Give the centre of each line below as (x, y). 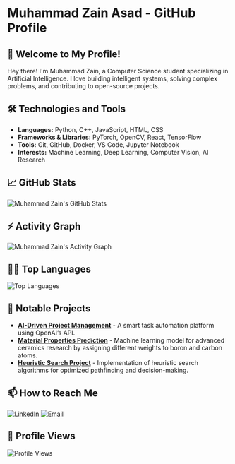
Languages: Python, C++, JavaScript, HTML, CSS (90, 129)
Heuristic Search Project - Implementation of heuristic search (108, 363)
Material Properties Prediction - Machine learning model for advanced (121, 340)
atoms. (28, 355)
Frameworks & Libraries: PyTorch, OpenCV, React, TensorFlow (109, 137)
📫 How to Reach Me (53, 393)
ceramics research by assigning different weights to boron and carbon (120, 348)
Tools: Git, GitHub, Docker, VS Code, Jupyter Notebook (98, 144)
